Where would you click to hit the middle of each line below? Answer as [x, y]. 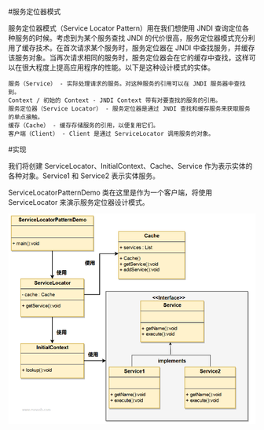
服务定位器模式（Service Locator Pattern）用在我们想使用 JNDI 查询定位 [125, 28]
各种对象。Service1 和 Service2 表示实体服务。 [84, 176]
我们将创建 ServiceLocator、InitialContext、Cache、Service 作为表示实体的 [130, 166]
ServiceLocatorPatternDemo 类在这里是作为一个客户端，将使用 [110, 192]
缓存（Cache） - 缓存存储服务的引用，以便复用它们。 [84, 126]
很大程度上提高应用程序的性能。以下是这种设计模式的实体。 [118, 67]
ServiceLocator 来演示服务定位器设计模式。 [79, 202]
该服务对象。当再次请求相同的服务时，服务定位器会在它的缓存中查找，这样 [128, 58]
